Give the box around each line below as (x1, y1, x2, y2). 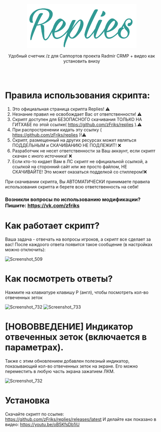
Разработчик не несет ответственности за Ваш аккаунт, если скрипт (12, 148, 156, 154)
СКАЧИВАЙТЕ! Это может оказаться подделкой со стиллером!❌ (12, 169, 147, 175)
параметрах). (5, 342, 64, 353)
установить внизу (63, 58, 101, 64)
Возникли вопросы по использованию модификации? (5, 196, 141, 203)
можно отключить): (5, 247, 46, 253)
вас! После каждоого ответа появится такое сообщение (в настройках (5, 242, 153, 247)
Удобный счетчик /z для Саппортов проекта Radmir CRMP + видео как (8, 53, 155, 59)
